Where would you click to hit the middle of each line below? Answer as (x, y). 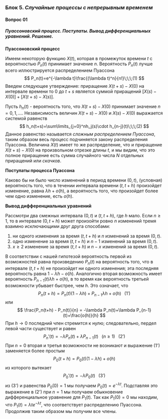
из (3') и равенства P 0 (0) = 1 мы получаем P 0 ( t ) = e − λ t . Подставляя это (81, 386)
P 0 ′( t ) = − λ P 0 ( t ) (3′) (84, 376)
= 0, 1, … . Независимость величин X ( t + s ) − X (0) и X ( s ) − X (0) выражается (84, 113)
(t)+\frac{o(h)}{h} (81, 316)
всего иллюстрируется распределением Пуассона (60, 71)
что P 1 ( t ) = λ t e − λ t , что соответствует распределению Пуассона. (74, 405)
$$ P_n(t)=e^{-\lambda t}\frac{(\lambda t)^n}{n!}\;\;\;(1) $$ (84, 78)
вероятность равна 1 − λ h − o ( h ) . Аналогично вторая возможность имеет (84, 273)
